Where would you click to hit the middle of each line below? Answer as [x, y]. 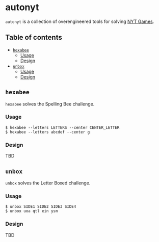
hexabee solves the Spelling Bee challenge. [50, 104]
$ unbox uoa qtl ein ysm [32, 211]
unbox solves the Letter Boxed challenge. [48, 183]
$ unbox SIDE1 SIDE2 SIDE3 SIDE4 [41, 207]
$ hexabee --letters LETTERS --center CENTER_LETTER [62, 127]
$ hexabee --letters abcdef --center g [48, 132]
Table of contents [34, 37]
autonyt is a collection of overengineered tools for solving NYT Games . [80, 21]
